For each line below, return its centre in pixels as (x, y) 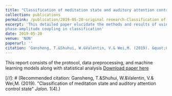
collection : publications (33, 15)
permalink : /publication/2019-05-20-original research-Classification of (86, 19)
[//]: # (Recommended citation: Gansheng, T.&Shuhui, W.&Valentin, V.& (80, 78)
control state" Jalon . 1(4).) (33, 89)
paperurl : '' (19, 43)
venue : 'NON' (19, 39)
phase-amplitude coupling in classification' (55, 29)
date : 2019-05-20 (24, 34)
